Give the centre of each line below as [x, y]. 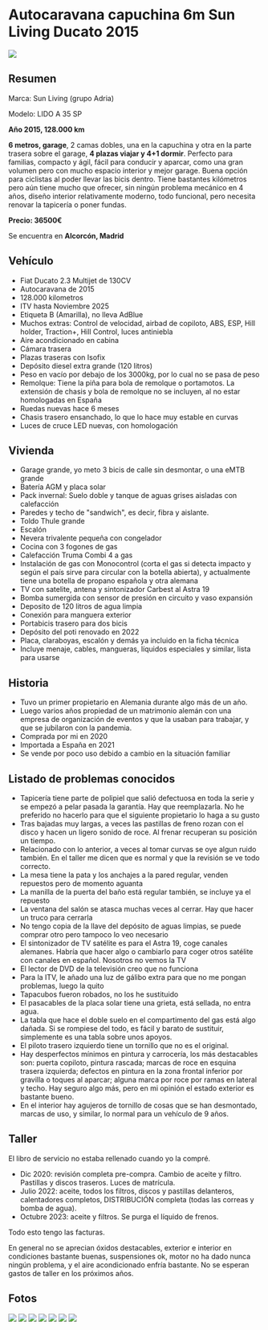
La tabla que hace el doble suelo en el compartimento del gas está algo [138, 1020]
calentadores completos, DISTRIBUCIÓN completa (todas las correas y [137, 1199]
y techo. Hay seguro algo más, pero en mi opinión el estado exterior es [137, 1088]
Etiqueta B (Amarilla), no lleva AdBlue [81, 314]
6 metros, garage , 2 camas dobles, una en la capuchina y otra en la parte [130, 145]
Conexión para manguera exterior [76, 615]
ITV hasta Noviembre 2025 [65, 306]
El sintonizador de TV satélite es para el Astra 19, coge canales [124, 943]
